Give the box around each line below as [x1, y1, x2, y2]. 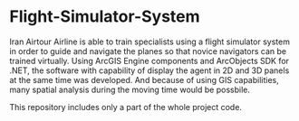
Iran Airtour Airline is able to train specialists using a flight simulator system [9, 36, 290, 47]
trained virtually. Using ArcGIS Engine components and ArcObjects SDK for [9, 55, 290, 66]
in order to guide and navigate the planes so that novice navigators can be [9, 45, 287, 56]
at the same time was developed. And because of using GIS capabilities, [9, 74, 279, 85]
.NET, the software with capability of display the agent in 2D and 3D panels [9, 65, 290, 76]
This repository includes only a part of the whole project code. [9, 101, 243, 112]
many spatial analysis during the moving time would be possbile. [9, 84, 251, 95]
